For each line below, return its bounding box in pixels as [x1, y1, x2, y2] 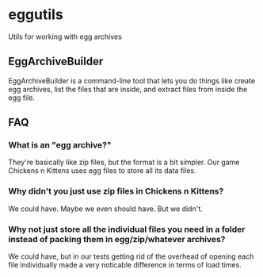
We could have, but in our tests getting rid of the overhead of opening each [8, 252, 254, 261]
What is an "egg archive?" [8, 140, 112, 151]
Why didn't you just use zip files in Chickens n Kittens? [8, 186, 224, 197]
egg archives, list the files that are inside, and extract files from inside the [8, 84, 248, 94]
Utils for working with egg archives [8, 32, 123, 41]
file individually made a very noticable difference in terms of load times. [8, 260, 242, 270]
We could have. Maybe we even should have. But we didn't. [8, 204, 204, 214]
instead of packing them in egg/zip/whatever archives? [8, 233, 226, 244]
